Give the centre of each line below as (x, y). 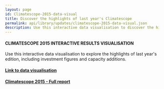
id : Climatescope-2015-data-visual (41, 14)
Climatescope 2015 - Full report (38, 81)
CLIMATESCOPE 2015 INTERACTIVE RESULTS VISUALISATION (70, 43)
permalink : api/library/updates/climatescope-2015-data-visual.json (76, 23)
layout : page (18, 9)
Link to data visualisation (31, 70)
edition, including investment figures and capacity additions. (66, 59)
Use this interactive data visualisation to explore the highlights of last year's (81, 54)
